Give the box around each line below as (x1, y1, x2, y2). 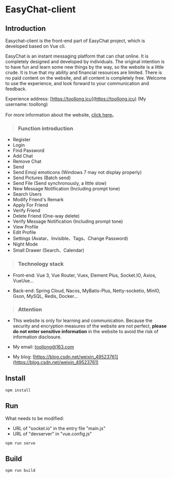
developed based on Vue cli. (5, 43, 66, 49)
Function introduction (17, 125, 73, 132)
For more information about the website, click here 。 (5, 112, 117, 118)
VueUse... (12, 277, 34, 283)
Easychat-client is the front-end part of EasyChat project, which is (5, 37, 145, 44)
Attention (17, 305, 42, 313)
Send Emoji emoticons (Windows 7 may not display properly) (12, 169, 142, 176)
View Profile (12, 224, 39, 230)
